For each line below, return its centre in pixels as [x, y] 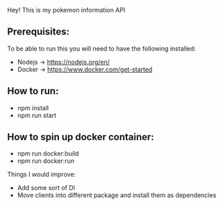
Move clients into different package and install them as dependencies [117, 195]
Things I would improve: [42, 174]
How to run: [33, 91]
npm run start [37, 115]
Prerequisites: [38, 32]
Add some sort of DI [46, 188]
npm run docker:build [48, 154]
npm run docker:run [46, 161]
